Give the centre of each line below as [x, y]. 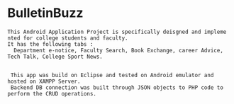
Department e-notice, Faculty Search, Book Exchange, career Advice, [118, 50]
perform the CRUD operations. [52, 93]
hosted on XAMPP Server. [44, 81]
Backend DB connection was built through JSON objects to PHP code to [117, 87]
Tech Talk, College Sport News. [55, 57]
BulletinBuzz [45, 13]
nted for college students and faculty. [68, 38]
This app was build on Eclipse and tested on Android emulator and [112, 75]
